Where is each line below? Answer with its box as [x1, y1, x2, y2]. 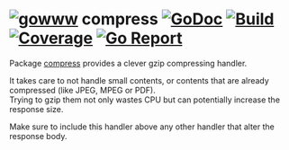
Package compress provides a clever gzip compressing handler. [9, 57, 248, 68]
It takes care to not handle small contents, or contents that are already [9, 75, 270, 85]
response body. [9, 130, 68, 141]
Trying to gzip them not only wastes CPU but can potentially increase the [9, 94, 281, 105]
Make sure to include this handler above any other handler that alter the [9, 121, 275, 132]
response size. [9, 103, 64, 114]
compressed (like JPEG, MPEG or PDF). [9, 84, 156, 95]
